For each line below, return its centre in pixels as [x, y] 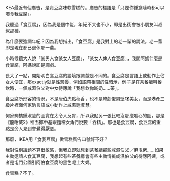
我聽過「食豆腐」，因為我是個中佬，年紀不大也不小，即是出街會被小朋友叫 [82, 24]
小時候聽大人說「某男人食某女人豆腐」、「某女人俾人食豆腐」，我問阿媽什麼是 [84, 58]
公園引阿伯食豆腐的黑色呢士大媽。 [58, 162]
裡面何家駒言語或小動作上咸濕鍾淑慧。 [54, 105]
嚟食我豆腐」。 [20, 14]
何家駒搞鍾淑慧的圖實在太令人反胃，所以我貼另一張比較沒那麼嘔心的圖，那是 [85, 116]
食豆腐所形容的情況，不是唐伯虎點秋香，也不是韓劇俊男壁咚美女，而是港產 [83, 99]
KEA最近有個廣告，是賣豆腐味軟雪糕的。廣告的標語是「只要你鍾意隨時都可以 [85, 7]
